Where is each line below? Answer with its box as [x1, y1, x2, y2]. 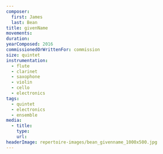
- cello [11, 85, 30, 91]
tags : [6, 95, 19, 101]
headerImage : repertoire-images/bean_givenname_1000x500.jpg [6, 139, 158, 145]
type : [16, 128, 30, 135]
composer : [6, 8, 30, 15]
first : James [11, 14, 43, 20]
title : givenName [6, 25, 48, 31]
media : [6, 118, 22, 124]
